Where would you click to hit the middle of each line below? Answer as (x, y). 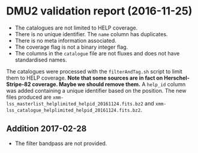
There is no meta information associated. (66, 40)
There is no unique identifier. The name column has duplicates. (91, 34)
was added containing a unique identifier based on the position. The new (96, 90)
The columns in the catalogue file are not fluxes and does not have (97, 53)
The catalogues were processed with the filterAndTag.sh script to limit (94, 71)
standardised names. (41, 60)
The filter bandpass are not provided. (61, 143)
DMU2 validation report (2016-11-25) (99, 11)
